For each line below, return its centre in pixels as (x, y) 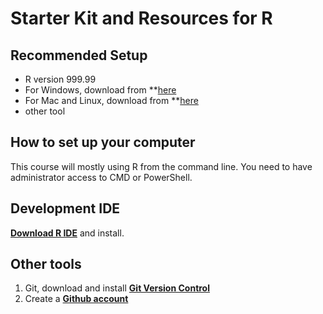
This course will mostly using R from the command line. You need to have (161, 166)
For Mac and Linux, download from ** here (111, 100)
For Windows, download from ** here (100, 90)
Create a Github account (76, 299)
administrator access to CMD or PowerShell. (101, 177)
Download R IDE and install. (67, 233)
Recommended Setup (79, 55)
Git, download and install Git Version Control (117, 288)
